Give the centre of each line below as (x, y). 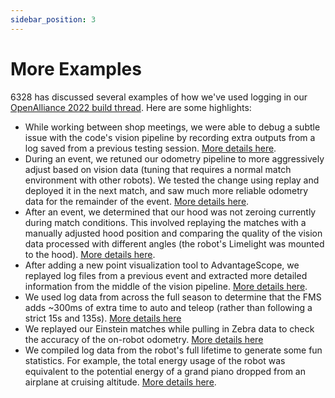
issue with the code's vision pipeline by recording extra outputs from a (170, 137)
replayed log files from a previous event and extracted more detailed (166, 275)
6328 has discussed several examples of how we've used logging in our (159, 97)
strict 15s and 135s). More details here (103, 318)
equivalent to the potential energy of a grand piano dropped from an (165, 371)
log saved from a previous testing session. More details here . (150, 148)
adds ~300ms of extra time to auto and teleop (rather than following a (168, 307)
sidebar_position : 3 (53, 19)
